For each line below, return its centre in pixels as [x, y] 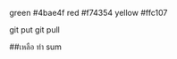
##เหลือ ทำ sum [36, 47]
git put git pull [34, 29]
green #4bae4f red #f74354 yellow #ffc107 [88, 13]
